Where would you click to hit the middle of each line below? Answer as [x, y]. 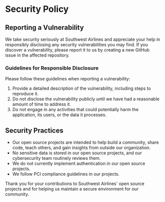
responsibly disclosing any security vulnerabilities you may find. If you [77, 45]
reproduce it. [25, 94]
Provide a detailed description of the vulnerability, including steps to [82, 88]
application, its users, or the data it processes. [59, 115]
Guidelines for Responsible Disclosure [52, 68]
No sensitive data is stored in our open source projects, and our [77, 153]
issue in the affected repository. [38, 55]
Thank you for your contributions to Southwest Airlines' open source [75, 184]
